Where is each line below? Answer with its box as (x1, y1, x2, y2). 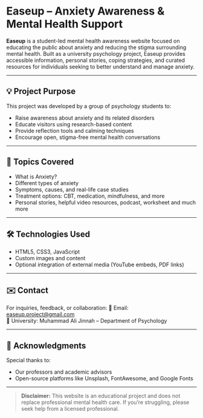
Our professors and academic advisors (14, 368, 112, 376)
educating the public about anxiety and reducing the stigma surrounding (6, 44, 187, 51)
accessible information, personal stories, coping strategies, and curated (6, 56, 185, 64)
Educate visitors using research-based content (14, 120, 132, 128)
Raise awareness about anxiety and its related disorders (14, 114, 155, 121)
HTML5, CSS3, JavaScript (14, 248, 80, 255)
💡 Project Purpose (6, 86, 76, 96)
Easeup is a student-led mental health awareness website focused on (6, 37, 180, 44)
